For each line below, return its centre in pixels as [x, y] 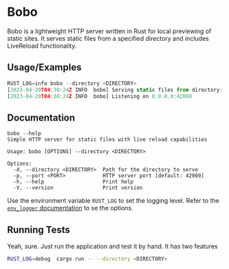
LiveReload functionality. [42, 46]
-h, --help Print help [74, 182]
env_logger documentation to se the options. [70, 208]
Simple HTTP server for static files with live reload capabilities [107, 140]
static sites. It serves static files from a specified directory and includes [108, 38]
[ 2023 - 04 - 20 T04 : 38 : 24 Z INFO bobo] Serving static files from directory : [115, 90]
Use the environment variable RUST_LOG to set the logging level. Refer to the [113, 201]
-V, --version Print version [78, 188]
